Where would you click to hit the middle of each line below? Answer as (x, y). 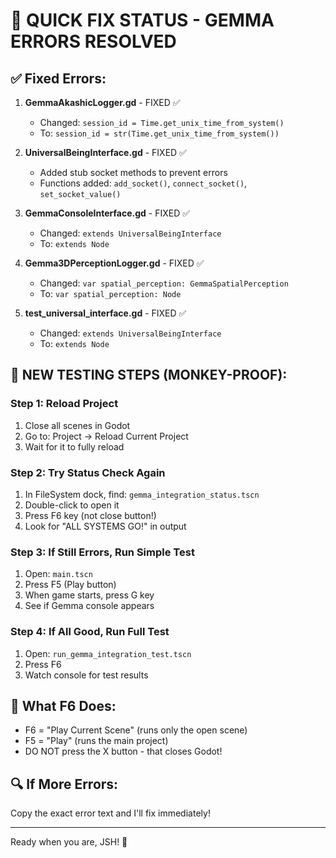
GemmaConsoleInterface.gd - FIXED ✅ (107, 213)
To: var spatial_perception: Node (110, 293)
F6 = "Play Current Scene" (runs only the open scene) (136, 730)
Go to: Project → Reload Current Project (106, 436)
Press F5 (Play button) (70, 585)
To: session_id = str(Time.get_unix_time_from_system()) (159, 133)
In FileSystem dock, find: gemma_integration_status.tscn (142, 494)
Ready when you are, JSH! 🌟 (69, 842)
